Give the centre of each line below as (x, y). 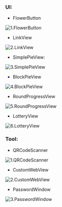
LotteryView (25, 116)
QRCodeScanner (30, 150)
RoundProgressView (34, 97)
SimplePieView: (29, 57)
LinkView (22, 38)
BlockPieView (27, 77)
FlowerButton (27, 18)
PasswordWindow (32, 189)
